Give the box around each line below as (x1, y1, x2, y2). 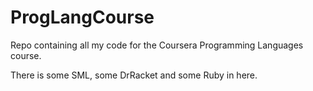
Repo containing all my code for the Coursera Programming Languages (10, 39, 304, 51)
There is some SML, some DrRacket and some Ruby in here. (10, 69, 258, 81)
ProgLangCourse (10, 6, 155, 29)
